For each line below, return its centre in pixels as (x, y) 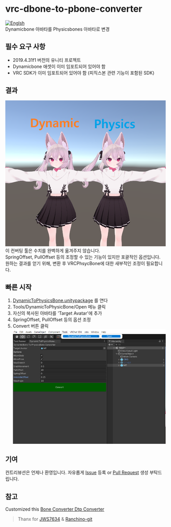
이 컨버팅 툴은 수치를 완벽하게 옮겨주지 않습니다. (53, 250)
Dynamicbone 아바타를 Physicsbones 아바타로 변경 (58, 29)
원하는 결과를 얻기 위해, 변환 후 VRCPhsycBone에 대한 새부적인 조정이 (75, 263)
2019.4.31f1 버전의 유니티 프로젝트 (47, 60)
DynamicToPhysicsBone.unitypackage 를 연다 (60, 301)
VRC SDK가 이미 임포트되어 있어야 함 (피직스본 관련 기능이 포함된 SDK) (83, 73)
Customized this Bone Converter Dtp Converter (55, 509)
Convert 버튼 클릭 (31, 326)
